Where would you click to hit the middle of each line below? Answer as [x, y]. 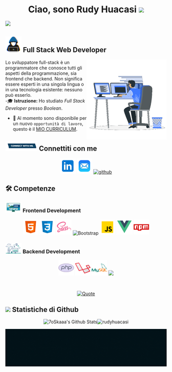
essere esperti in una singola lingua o [45, 84]
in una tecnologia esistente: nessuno [44, 89]
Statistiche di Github [45, 310]
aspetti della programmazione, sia [41, 73]
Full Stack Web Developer [64, 50]
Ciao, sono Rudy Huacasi [82, 9]
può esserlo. [18, 95]
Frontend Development [51, 210]
